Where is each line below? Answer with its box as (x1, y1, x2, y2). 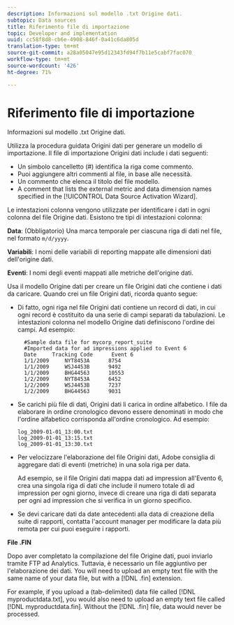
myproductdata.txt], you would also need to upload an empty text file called (7, 595, 226, 603)
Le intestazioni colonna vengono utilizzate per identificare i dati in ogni (7, 206, 211, 214)
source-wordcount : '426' (7, 62, 80, 69)
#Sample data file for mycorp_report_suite (24, 339, 152, 346)
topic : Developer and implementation (7, 29, 117, 37)
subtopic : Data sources (7, 17, 77, 24)
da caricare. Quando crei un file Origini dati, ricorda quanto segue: (7, 289, 198, 298)
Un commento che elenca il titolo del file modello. (17, 178, 160, 186)
